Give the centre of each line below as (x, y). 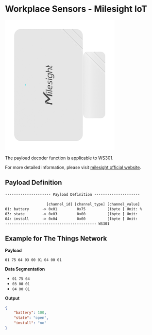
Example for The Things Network (56, 239)
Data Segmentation (25, 269)
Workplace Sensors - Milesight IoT (76, 9)
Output (12, 298)
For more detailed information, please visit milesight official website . (73, 167)
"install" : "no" (30, 323)
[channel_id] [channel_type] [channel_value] (93, 204)
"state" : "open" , (31, 318)
